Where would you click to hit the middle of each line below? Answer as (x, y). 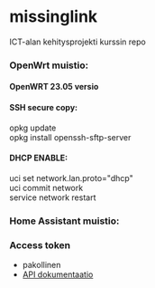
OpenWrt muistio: (49, 65)
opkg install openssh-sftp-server (70, 137)
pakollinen (41, 265)
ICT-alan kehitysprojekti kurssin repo (77, 42)
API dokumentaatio (58, 274)
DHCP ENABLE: (39, 158)
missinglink (54, 17)
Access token (40, 245)
